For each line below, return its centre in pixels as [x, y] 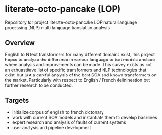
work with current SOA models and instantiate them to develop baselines [84, 117]
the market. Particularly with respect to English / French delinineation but [78, 80]
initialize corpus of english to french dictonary [58, 112]
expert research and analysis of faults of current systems [69, 122]
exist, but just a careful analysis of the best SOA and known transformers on [81, 75]
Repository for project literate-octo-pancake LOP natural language [71, 22]
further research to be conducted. [39, 85]
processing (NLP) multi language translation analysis [58, 27]
